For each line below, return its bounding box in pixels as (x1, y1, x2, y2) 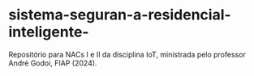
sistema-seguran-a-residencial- (8, 6, 231, 24)
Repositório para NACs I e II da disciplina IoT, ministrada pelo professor (8, 49, 246, 59)
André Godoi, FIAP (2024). (8, 58, 97, 68)
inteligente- (8, 23, 89, 41)
